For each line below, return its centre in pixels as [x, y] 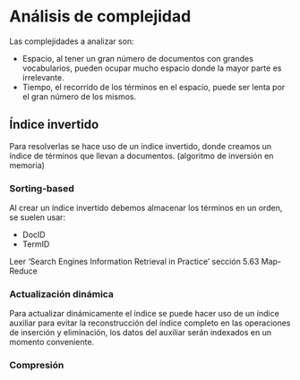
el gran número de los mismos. [79, 97]
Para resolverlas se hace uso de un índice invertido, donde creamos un [141, 146]
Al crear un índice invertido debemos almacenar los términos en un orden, [146, 208]
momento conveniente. [52, 342]
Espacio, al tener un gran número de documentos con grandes [137, 58]
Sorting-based [42, 188]
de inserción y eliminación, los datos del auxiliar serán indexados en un [140, 333]
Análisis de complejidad [100, 17]
